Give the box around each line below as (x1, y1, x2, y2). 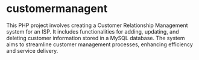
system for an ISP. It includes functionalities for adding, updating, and (6, 28, 179, 35)
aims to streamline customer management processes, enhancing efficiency (6, 41, 193, 48)
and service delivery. (6, 47, 58, 54)
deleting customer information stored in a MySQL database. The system (6, 34, 185, 41)
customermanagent (6, 2, 108, 16)
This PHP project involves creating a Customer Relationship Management (6, 22, 188, 29)
